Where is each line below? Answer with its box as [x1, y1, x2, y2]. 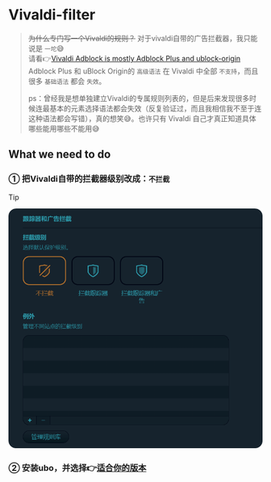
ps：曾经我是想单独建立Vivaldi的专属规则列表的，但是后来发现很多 [27, 93, 250, 103]
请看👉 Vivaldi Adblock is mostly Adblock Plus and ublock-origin [27, 53, 241, 63]
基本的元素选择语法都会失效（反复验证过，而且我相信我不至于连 [49, 103, 262, 113]
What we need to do [8, 148, 111, 161]
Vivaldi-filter [8, 6, 96, 24]
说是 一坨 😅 [27, 43, 65, 53]
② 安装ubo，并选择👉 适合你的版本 [8, 462, 147, 473]
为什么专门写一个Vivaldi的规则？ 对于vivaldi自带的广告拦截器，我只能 [27, 33, 258, 43]
